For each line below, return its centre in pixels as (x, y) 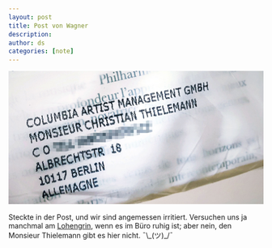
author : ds (27, 43)
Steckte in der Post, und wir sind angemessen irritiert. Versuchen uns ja (128, 217)
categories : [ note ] (41, 51)
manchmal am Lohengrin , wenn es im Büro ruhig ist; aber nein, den (120, 225)
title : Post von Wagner (49, 26)
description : (30, 34)
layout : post (30, 17)
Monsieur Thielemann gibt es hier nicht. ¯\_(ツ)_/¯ (91, 235)
